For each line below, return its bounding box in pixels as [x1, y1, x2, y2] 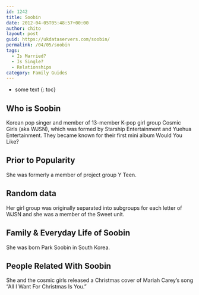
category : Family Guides [6, 70, 68, 76]
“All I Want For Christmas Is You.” [6, 283, 87, 290]
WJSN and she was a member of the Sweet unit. [6, 210, 125, 218]
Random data [6, 188, 56, 198]
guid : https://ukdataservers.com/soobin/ [6, 36, 110, 42]
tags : [6, 48, 20, 54]
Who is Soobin [6, 103, 61, 113]
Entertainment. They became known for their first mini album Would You [6, 132, 183, 139]
